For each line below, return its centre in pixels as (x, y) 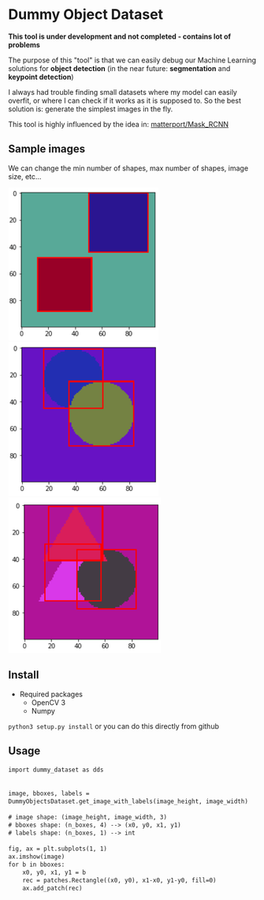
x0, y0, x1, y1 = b (54, 873)
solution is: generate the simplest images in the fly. (91, 109)
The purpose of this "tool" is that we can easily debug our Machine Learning (132, 60)
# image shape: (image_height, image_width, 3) (88, 817)
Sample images (47, 149)
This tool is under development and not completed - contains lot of (119, 36)
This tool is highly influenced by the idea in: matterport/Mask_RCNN (119, 124)
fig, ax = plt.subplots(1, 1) (58, 849)
